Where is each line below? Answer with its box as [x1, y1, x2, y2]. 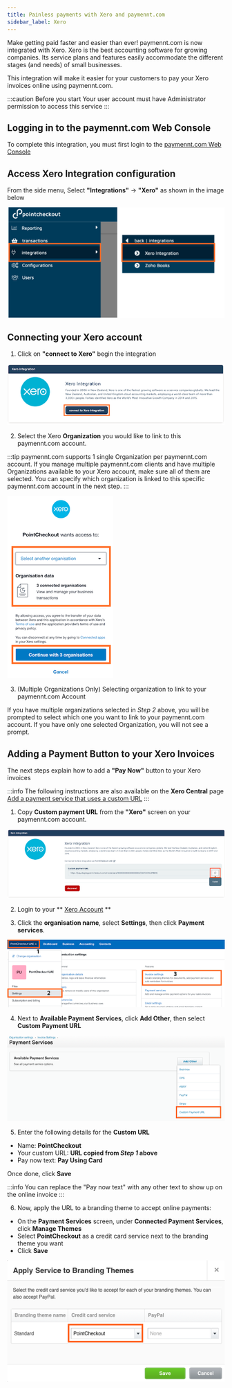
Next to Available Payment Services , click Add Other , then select [17, 1014, 205, 1022]
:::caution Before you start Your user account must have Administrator [7, 94, 206, 103]
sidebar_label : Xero [7, 18, 67, 26]
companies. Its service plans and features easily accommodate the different [7, 53, 223, 62]
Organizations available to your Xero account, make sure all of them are [7, 467, 211, 476]
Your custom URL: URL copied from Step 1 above [17, 1149, 158, 1157]
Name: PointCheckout [17, 1142, 81, 1150]
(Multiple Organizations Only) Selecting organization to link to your [17, 685, 207, 694]
